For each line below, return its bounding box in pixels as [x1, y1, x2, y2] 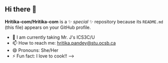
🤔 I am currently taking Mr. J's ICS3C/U [12, 34, 95, 40]
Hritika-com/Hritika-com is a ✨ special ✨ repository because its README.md [5, 18, 164, 24]
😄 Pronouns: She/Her [12, 47, 59, 53]
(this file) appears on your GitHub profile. [5, 24, 91, 30]
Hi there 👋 [5, 5, 37, 14]
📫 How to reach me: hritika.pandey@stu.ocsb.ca [12, 40, 116, 46]
